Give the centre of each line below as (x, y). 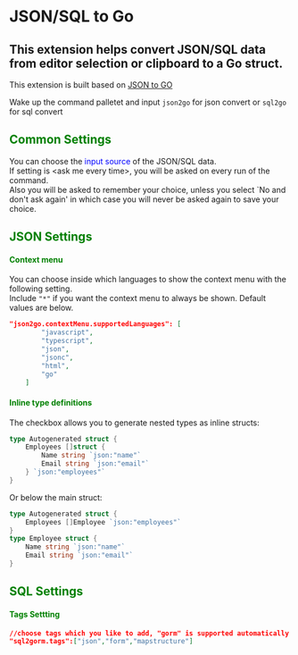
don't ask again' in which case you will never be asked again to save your (144, 199)
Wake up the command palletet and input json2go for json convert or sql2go (148, 102)
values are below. (41, 308)
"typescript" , (67, 341)
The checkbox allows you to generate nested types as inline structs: (135, 423)
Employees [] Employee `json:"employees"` (103, 522)
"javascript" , (67, 332)
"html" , (55, 365)
